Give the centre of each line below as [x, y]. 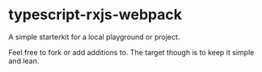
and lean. [24, 61]
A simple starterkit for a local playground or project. [94, 37]
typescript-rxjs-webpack [95, 15]
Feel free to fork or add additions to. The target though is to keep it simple [131, 52]
